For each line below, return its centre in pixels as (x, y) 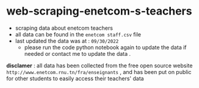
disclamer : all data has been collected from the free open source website (99, 66)
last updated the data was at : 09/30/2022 (67, 41)
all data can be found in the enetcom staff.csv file (78, 34)
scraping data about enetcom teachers (64, 28)
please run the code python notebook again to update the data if (105, 47)
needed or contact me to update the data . (78, 53)
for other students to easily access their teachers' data (75, 78)
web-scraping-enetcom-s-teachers (99, 11)
